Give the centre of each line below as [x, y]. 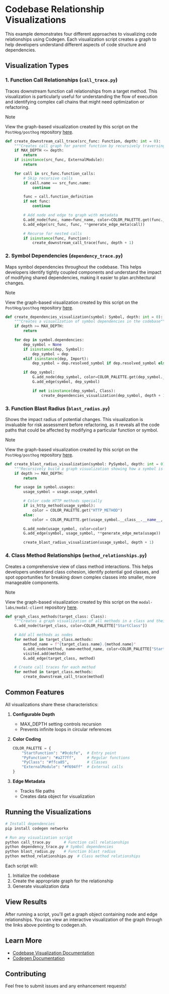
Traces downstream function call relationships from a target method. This [81, 91]
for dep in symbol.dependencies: [49, 340]
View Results [26, 902]
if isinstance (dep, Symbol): [54, 349]
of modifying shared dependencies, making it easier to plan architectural [80, 277]
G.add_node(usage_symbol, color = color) [65, 529]
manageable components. [32, 583]
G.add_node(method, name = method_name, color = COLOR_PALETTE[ [88, 649]
